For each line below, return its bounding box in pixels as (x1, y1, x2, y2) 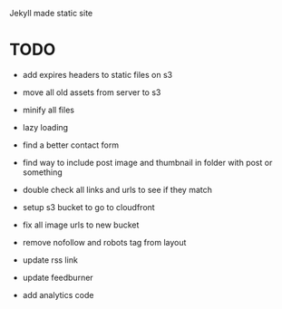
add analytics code (22, 289, 94, 300)
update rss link (22, 254, 79, 266)
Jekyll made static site (9, 8, 93, 18)
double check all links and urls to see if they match (22, 184, 213, 195)
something (22, 167, 63, 178)
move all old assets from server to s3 (22, 86, 161, 98)
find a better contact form (22, 140, 120, 150)
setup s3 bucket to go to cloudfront (22, 201, 156, 212)
